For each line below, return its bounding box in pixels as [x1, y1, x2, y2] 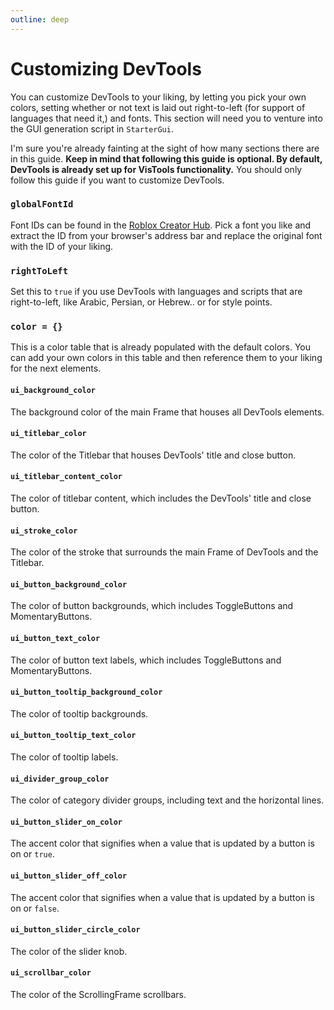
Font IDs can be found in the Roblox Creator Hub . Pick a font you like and [10, 219, 312, 231]
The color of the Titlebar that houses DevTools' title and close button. [10, 449, 297, 461]
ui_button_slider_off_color [10, 871, 128, 881]
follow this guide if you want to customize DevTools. [10, 174, 225, 186]
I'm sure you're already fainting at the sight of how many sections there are [10, 142, 320, 154]
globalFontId [10, 199, 74, 210]
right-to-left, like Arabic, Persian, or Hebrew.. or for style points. [10, 296, 273, 308]
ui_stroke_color [10, 526, 78, 536]
